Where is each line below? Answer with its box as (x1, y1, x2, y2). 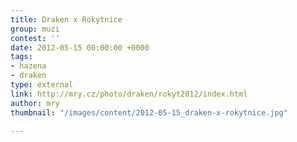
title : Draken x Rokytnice (10, 14, 123, 25)
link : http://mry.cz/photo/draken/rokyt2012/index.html (10, 89, 248, 99)
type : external (10, 80, 74, 90)
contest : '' (10, 33, 60, 43)
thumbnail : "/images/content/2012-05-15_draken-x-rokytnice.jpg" (10, 107, 288, 118)
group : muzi (10, 24, 60, 34)
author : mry (10, 98, 60, 108)
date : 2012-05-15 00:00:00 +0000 (10, 42, 150, 53)
